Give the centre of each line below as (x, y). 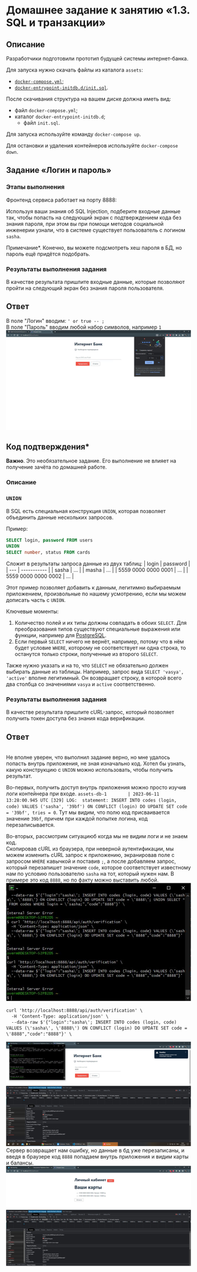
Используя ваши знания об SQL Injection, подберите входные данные (93, 211)
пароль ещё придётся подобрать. (48, 254)
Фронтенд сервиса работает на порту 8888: (62, 200)
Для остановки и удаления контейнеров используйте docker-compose (92, 145)
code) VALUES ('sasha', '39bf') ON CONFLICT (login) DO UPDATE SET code (97, 807)
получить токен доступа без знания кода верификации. (76, 718)
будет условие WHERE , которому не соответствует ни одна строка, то (100, 648)
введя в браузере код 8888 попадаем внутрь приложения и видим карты (97, 1156)
